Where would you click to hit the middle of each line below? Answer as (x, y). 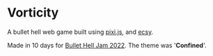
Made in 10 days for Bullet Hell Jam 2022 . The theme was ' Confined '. (107, 45)
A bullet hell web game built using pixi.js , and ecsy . (80, 32)
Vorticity (33, 13)
